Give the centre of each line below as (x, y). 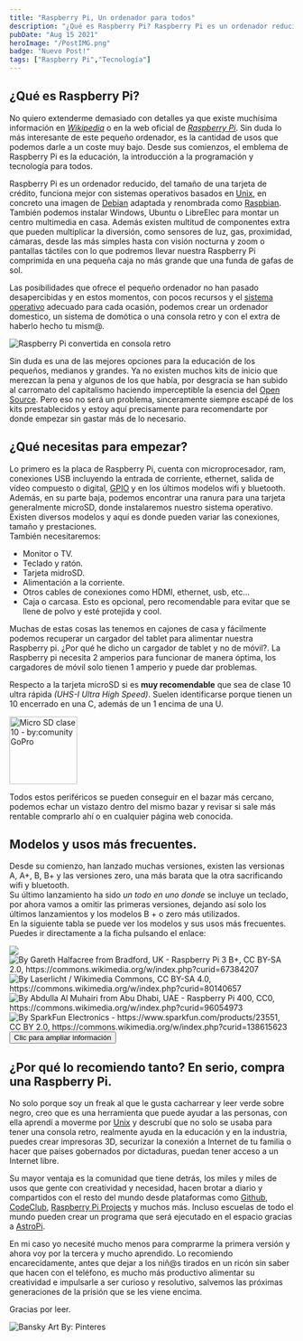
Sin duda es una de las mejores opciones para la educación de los (132, 361)
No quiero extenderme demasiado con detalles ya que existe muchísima (143, 117)
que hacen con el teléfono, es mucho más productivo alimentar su (132, 1273)
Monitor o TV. (48, 553)
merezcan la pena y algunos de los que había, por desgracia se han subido (149, 380)
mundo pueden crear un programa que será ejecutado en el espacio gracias (151, 1217)
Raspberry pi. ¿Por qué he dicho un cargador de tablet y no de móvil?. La (145, 648)
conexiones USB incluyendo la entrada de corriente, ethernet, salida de (142, 478)
